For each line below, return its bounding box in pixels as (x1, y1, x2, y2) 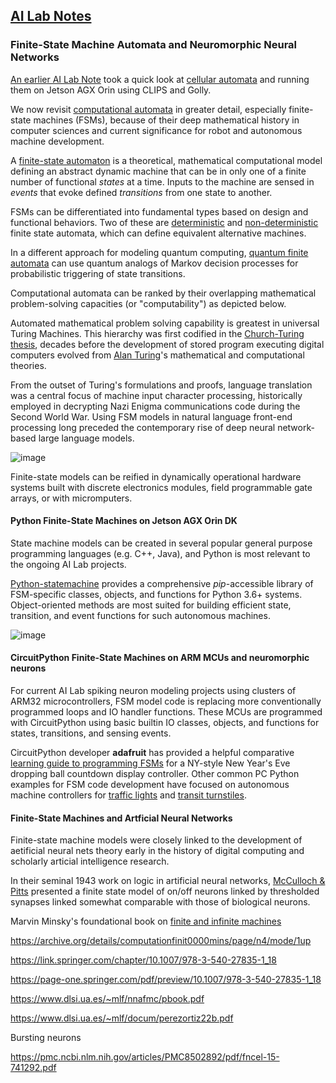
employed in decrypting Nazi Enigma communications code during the (10, 400, 301, 412)
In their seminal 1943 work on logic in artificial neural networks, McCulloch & (10, 875, 326, 887)
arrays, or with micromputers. (10, 492, 133, 504)
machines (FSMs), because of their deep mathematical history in (33, 114, 300, 126)
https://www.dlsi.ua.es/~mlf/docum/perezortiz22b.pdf (10, 1012, 234, 1024)
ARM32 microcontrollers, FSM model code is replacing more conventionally (10, 695, 322, 708)
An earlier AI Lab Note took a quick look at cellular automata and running (10, 73, 310, 85)
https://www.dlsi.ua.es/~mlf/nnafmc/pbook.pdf (10, 993, 205, 1005)
